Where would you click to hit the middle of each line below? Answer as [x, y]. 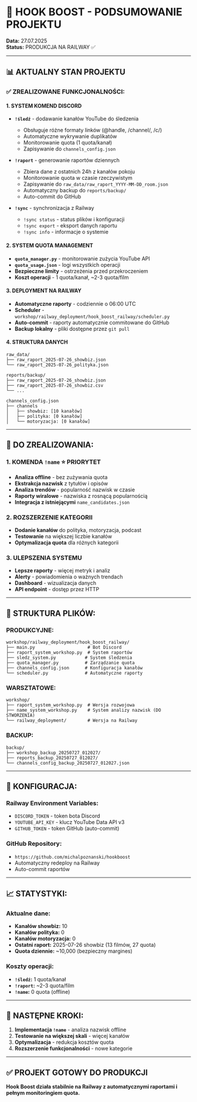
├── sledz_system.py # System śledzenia [69, 658]
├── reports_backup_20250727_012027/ [52, 758]
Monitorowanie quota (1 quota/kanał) [68, 143]
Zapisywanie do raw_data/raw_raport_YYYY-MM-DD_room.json [96, 184]
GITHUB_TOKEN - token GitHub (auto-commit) [67, 829]
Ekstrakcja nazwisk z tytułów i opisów [61, 483]
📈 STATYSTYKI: [37, 894]
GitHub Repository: [34, 844]
